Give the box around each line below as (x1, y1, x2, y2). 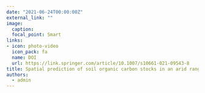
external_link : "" (6, 15, 53, 21)
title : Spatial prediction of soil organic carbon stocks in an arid (6, 65, 187, 72)
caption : (12, 26, 34, 32)
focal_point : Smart (12, 32, 62, 38)
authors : (6, 72, 29, 78)
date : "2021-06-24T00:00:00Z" (6, 9, 84, 15)
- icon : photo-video (6, 43, 59, 50)
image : (6, 20, 23, 26)
